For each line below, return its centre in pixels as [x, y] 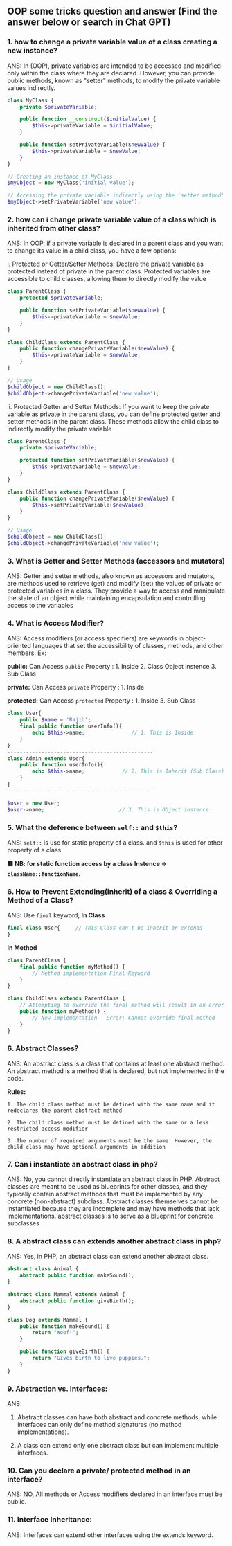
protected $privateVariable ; [62, 298]
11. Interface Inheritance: [50, 1520]
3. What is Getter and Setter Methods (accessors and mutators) [116, 561]
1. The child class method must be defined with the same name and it [111, 1104]
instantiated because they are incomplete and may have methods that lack [113, 1209]
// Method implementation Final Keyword [91, 973]
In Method [22, 947]
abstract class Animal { [43, 1269]
